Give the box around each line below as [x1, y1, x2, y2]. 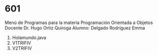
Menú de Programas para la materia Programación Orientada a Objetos [5, 19, 153, 25]
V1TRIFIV [12, 39, 31, 45]
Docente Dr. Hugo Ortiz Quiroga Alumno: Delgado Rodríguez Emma [5, 24, 145, 30]
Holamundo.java [12, 34, 47, 40]
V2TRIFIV [12, 45, 32, 51]
